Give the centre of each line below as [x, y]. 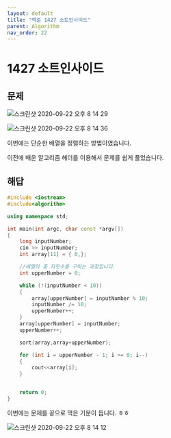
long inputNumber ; [45, 242]
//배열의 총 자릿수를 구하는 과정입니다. [68, 267]
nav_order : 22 [27, 33]
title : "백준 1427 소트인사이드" [49, 20]
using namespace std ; [38, 216]
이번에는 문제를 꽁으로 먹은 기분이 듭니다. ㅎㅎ [68, 413]
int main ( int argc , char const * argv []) [66, 229]
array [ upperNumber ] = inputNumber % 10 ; [90, 298]
